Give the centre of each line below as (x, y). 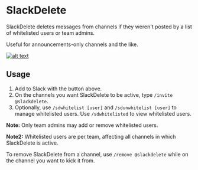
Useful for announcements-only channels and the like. (72, 44)
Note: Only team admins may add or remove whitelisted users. (82, 125)
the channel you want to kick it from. (51, 161)
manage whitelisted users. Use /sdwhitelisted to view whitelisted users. (103, 113)
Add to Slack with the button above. (58, 89)
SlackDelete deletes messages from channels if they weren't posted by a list (99, 27)
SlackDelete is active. (32, 143)
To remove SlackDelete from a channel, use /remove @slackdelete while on (97, 154)
